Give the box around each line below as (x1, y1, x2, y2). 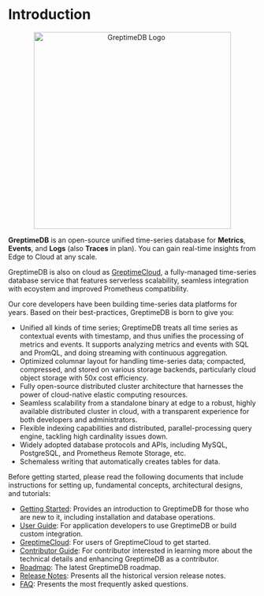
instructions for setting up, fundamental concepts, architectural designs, (8, 480, 243, 490)
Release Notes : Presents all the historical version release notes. (19, 571, 226, 580)
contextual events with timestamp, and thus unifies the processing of (19, 331, 244, 340)
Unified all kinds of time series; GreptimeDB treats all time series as (19, 323, 239, 332)
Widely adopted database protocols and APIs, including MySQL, (19, 439, 229, 450)
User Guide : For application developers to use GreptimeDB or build (19, 520, 236, 530)
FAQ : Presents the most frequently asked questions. (19, 579, 189, 588)
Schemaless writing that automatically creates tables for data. (19, 457, 221, 466)
